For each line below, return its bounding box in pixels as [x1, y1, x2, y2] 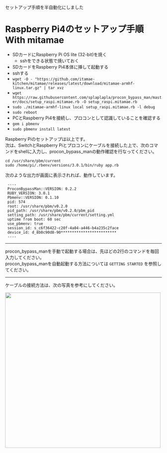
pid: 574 [7, 199, 26, 204]
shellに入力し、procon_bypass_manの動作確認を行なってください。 [18, 148, 157, 154]
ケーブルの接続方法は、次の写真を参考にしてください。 [5, 282, 118, 288]
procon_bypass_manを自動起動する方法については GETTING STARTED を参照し [5, 261, 162, 267]
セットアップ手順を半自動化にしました [5, 4, 83, 10]
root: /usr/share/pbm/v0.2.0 [7, 203, 68, 209]
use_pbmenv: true [7, 221, 43, 226]
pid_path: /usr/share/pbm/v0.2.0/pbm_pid [7, 208, 94, 213]
